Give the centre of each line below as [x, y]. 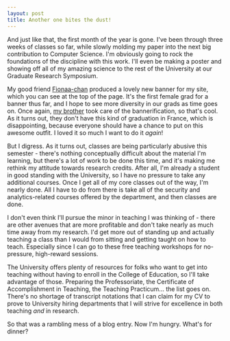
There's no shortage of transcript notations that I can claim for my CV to [109, 296]
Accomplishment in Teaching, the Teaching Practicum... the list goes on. [109, 289]
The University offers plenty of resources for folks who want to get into [107, 267]
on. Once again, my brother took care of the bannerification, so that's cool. [113, 111]
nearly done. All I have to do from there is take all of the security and [104, 190]
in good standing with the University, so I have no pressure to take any [106, 175]
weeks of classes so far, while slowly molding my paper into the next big [109, 47]
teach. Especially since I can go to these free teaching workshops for [105, 247]
